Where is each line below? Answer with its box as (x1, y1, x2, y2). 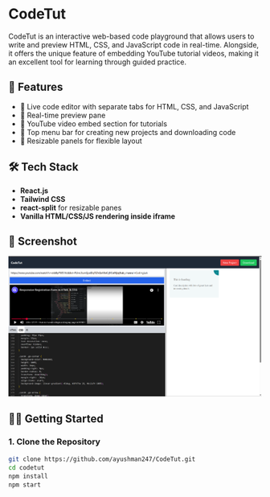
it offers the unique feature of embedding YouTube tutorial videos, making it (8, 48, 259, 58)
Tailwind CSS (19, 194, 66, 203)
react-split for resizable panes (19, 203, 122, 212)
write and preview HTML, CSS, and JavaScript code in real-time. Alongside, (8, 39, 260, 49)
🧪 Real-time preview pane (19, 110, 106, 120)
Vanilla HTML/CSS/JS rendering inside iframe (19, 211, 175, 221)
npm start (8, 481, 42, 489)
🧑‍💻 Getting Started (8, 412, 104, 426)
